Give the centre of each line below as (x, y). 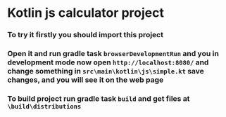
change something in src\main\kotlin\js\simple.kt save (106, 71)
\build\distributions (44, 106)
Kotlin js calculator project (86, 13)
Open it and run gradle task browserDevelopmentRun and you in (113, 54)
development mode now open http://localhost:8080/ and (108, 62)
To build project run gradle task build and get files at (99, 98)
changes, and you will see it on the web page (86, 80)
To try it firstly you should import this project (86, 35)
